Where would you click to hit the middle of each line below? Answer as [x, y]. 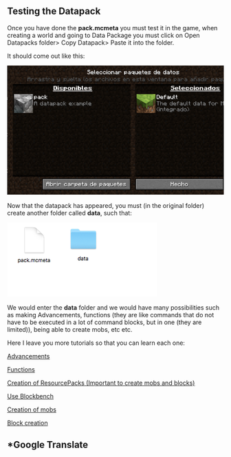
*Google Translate [48, 444]
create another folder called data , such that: [69, 213]
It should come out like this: [46, 56]
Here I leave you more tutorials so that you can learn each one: [96, 343]
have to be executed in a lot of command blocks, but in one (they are [104, 322]
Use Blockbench [30, 396]
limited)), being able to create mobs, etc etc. [70, 330]
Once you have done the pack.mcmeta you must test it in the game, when [112, 28]
